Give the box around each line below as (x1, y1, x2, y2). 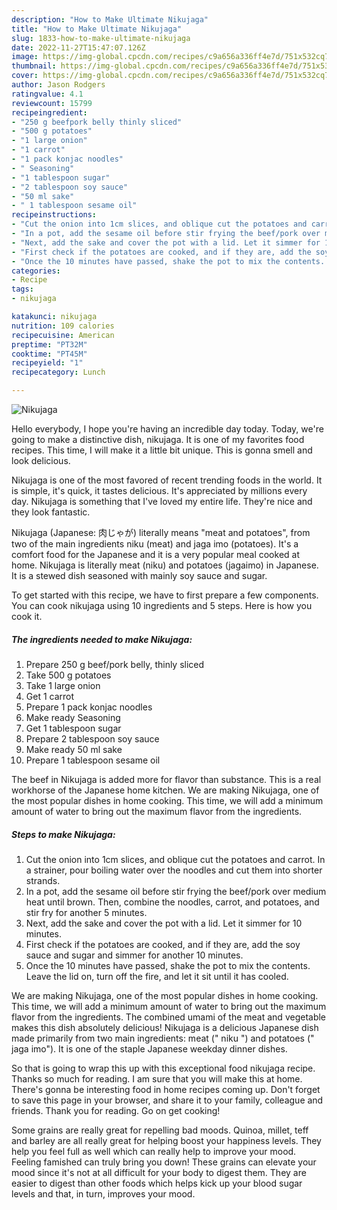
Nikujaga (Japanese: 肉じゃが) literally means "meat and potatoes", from (11, 527, 311, 538)
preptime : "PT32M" (11, 339, 88, 350)
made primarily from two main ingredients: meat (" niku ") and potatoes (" (11, 1032, 315, 1044)
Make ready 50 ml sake (25, 743, 123, 755)
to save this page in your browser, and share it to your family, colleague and (11, 1094, 324, 1106)
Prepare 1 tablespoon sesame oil (25, 754, 161, 766)
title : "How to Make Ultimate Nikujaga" (11, 24, 183, 34)
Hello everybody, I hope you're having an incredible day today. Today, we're (11, 423, 324, 435)
